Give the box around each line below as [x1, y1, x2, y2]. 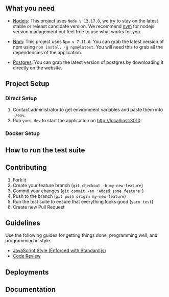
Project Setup [5, 79, 50, 88]
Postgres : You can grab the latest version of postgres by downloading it [12, 59, 164, 65]
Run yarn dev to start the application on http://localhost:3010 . [12, 117, 142, 123]
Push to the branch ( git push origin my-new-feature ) [12, 193, 126, 199]
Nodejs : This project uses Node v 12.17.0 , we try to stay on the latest [12, 17, 158, 24]
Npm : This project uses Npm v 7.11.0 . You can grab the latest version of [12, 38, 164, 44]
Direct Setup [5, 95, 37, 102]
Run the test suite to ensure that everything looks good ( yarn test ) [12, 198, 154, 204]
